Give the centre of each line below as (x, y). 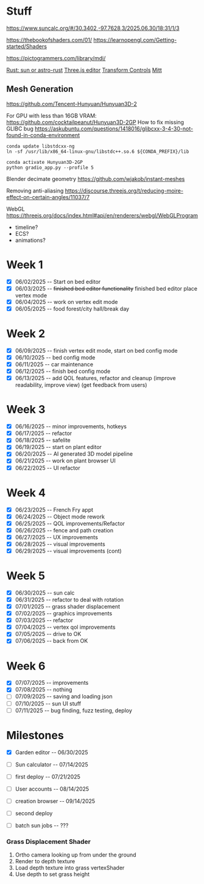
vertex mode (31, 295)
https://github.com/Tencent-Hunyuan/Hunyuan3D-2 (72, 104)
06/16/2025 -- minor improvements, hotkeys (71, 426)
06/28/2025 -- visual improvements (60, 544)
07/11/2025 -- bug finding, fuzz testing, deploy (74, 710)
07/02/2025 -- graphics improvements (64, 613)
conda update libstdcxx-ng (40, 146)
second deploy (34, 813)
